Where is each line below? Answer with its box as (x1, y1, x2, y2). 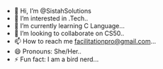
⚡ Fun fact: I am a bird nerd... (13, 55, 99, 63)
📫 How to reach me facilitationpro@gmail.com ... (13, 37, 157, 45)
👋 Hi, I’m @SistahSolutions (13, 7, 92, 15)
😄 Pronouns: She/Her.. (13, 47, 81, 56)
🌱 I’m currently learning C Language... (13, 22, 125, 30)
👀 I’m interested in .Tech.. (13, 14, 89, 23)
